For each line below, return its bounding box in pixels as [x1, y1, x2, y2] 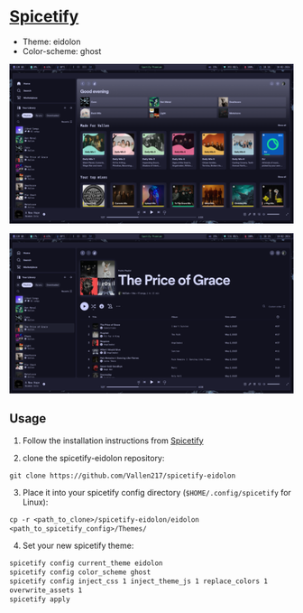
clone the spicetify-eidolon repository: [22, 452, 165, 463]
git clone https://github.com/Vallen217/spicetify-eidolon [9, 471, 236, 480]
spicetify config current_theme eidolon [9, 558, 164, 568]
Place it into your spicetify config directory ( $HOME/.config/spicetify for [22, 487, 291, 497]
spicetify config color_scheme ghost [9, 567, 151, 577]
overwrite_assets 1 [9, 585, 83, 595]
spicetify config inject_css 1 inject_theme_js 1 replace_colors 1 [9, 576, 269, 586]
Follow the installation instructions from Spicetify [22, 435, 205, 446]
